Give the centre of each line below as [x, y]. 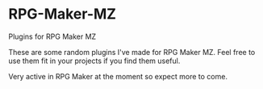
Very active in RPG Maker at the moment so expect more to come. [118, 76]
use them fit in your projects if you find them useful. [94, 61]
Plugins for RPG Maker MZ [52, 36]
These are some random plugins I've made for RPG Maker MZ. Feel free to [132, 52]
